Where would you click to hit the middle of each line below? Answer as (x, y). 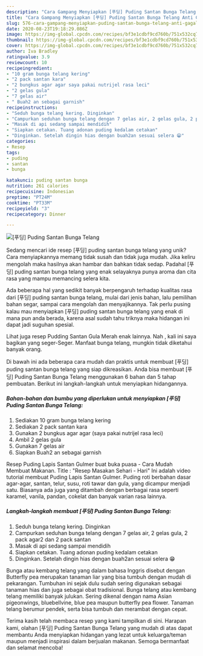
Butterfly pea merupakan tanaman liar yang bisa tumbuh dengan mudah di (99, 577)
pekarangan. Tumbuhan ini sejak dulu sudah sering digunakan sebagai (94, 583)
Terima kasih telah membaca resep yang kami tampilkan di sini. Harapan (96, 621)
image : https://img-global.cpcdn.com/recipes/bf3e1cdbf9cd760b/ (89, 34)
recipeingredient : (29, 68)
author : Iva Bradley (32, 51)
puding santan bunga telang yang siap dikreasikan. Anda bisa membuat (95, 369)
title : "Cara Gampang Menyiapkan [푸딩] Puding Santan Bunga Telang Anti (100, 18)
